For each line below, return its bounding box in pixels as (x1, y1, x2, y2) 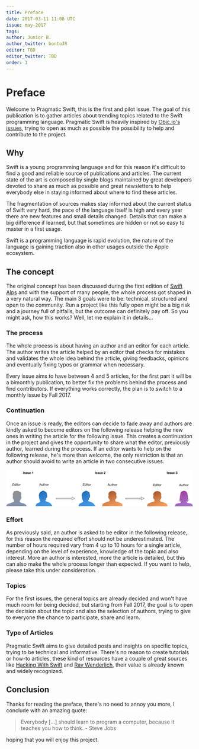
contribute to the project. (6, 130, 67, 138)
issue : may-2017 (6, 22, 46, 28)
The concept (6, 267, 54, 277)
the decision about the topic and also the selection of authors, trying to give (6, 608, 191, 615)
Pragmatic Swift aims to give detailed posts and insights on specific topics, (6, 642, 189, 649)
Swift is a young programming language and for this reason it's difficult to (6, 164, 185, 171)
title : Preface (6, 9, 44, 15)
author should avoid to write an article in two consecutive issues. (6, 457, 165, 465)
